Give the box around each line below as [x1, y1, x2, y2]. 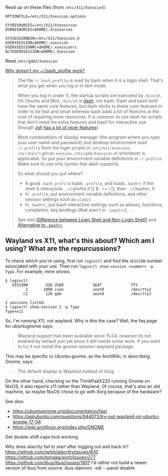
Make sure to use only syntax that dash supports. [17, 161, 120, 167]
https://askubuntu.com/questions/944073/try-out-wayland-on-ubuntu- [12, 413, 160, 419]
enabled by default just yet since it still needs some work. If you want [17, 338, 160, 344]
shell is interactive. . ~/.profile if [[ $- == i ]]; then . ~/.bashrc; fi [25, 186, 155, 191]
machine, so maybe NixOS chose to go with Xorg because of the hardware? [5, 389, 162, 395]
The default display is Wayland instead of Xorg [17, 368, 114, 374]
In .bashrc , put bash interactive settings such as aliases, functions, [25, 202, 163, 207]
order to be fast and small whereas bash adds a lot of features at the [17, 108, 159, 114]
